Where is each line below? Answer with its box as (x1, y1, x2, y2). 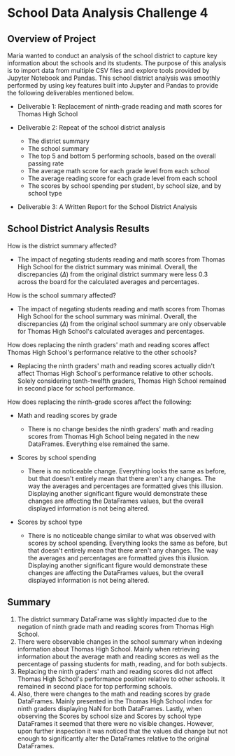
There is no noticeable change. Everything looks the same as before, (27, 466, 227, 475)
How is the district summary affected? (7, 241, 117, 250)
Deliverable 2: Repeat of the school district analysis (17, 123, 166, 131)
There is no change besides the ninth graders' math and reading (27, 424, 213, 433)
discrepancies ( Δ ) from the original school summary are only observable (17, 319, 227, 328)
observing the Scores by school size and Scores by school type (17, 712, 201, 720)
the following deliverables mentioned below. (7, 89, 134, 97)
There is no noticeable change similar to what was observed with (27, 531, 215, 539)
